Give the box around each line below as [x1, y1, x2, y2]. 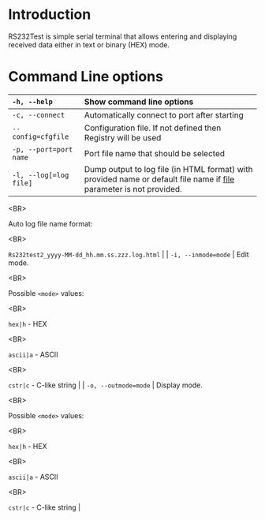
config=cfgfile [12, 132, 69, 141]
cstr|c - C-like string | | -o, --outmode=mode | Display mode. [8, 380, 203, 390]
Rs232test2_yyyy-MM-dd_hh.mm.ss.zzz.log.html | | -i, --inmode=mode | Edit [8, 249, 250, 259]
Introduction [8, 6, 91, 24]
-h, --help [12, 97, 53, 106]
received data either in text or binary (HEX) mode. [8, 39, 170, 49]
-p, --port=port [12, 144, 73, 154]
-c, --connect [12, 110, 65, 119]
